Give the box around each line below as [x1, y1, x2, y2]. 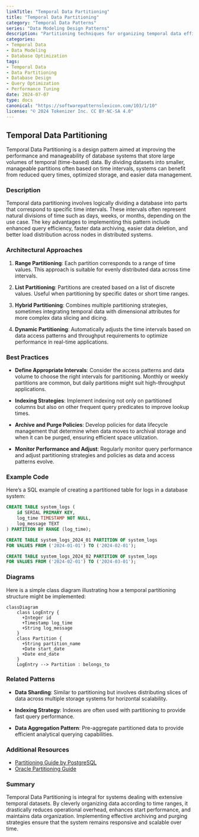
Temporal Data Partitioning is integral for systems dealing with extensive [6, 794, 182, 801]
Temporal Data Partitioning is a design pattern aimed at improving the [6, 146, 176, 153]
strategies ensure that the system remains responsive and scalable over [6, 819, 182, 826]
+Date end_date [21, 651, 60, 657]
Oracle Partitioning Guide [14, 765, 77, 773]
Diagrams [6, 573, 35, 581]
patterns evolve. [14, 458, 54, 465]
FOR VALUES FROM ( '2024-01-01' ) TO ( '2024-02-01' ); [6, 542, 136, 549]
